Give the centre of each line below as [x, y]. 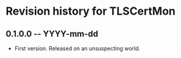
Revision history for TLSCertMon [91, 11]
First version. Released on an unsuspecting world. [77, 48]
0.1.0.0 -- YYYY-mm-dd [52, 34]
